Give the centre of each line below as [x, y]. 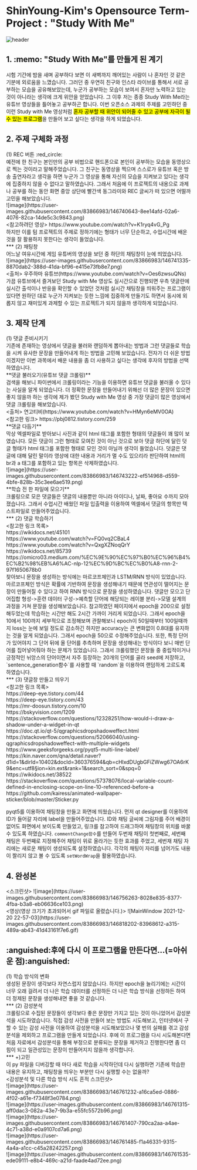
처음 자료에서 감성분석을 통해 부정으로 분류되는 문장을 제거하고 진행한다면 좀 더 [96, 1042]
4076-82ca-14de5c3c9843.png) [45, 217]
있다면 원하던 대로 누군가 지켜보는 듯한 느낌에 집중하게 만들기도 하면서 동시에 [94, 295]
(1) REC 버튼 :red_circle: [34, 154]
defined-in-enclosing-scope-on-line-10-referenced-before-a [80, 787]
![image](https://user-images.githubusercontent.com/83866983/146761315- [98, 1104]
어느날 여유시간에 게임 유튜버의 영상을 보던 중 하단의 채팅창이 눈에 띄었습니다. [94, 254]
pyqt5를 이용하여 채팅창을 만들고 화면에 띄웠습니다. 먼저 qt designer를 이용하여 [97, 812]
